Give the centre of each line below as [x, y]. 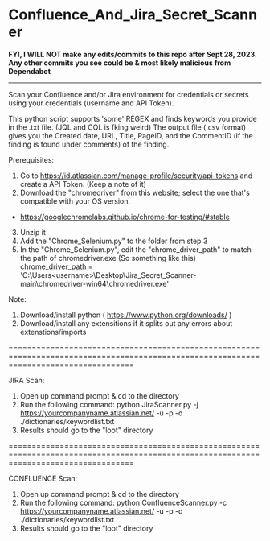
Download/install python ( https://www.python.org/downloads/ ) [126, 315]
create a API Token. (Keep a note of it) [83, 184]
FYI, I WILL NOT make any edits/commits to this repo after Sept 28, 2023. [133, 54]
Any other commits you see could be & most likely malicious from [120, 63]
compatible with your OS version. [75, 201]
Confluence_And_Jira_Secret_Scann [133, 15]
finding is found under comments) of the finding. [89, 144]
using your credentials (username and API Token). [91, 103]
